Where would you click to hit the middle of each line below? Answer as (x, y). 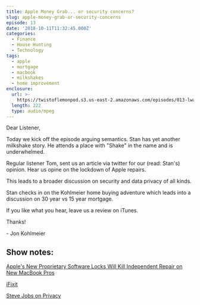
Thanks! (16, 222)
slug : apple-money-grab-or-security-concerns (63, 17)
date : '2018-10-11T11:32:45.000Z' (49, 28)
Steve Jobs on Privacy (34, 296)
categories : (21, 34)
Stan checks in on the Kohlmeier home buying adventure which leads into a (99, 193)
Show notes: (30, 252)
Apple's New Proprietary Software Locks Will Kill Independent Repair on (94, 266)
